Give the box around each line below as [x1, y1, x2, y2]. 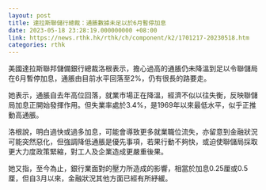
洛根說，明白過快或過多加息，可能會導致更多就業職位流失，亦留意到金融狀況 [8, 127, 258, 137]
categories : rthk [8, 41, 66, 49]
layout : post [8, 11, 51, 20]
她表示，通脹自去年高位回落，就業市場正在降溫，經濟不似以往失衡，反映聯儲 [8, 90, 258, 100]
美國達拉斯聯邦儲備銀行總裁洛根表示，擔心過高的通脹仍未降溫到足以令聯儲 [8, 64, 251, 74]
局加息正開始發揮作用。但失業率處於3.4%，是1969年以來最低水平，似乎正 [8, 101, 249, 110]
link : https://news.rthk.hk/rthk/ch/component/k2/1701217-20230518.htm [8, 33, 249, 42]
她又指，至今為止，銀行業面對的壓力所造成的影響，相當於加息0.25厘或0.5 [8, 164, 248, 173]
